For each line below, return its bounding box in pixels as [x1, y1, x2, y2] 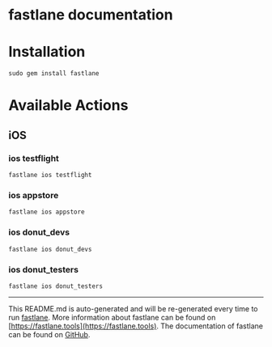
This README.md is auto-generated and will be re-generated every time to [8, 303, 258, 313]
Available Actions [8, 96, 129, 115]
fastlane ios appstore [8, 208, 85, 216]
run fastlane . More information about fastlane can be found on [8, 312, 216, 322]
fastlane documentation [8, 6, 173, 24]
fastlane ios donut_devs [8, 245, 92, 253]
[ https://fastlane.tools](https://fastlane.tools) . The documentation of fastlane [8, 321, 263, 331]
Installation [8, 43, 86, 61]
